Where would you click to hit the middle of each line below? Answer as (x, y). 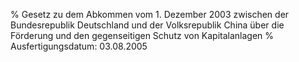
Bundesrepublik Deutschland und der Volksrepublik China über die (147, 25)
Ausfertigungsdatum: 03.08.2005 (79, 46)
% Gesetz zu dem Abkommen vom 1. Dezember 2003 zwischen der (150, 14)
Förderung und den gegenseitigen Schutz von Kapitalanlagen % (142, 35)
